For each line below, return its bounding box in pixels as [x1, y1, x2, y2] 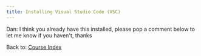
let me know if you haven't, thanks [6, 31, 92, 39]
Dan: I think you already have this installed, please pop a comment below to [6, 25, 196, 33]
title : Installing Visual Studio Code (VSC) [6, 8, 121, 15]
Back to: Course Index [6, 43, 62, 51]
